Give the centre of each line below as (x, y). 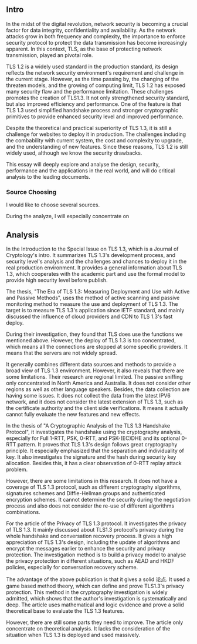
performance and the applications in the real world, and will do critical (91, 171)
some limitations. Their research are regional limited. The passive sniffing (94, 376)
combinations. (23, 512)
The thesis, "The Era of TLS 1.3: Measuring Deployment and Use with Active (98, 291)
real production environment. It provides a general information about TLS (94, 268)
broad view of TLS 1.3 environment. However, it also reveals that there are (95, 371)
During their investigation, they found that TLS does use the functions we (94, 334)
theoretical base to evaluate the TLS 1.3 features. (65, 610)
